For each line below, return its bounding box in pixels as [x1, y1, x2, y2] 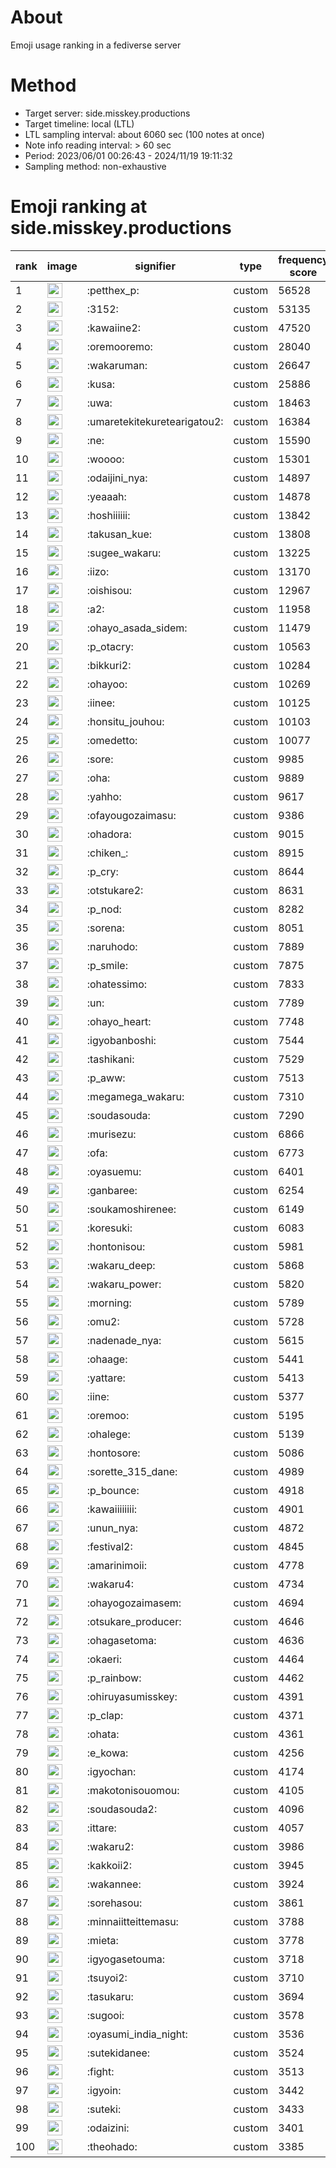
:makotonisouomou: [86, 1783, 180, 1797]
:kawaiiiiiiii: [86, 1502, 138, 1516]
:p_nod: [86, 902, 122, 916]
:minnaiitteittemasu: [86, 1914, 179, 1928]
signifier [134, 259, 176, 273]
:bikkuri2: [86, 658, 132, 672]
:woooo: [86, 452, 125, 466]
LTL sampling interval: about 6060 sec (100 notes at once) [24, 128, 265, 140]
